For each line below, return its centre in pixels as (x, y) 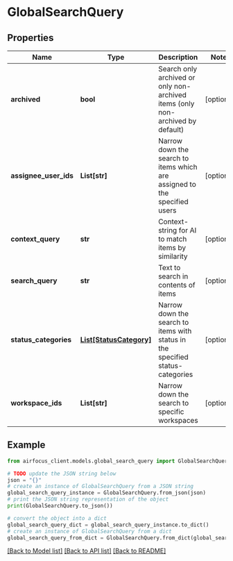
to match (173, 239)
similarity (173, 256)
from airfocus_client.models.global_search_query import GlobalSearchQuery (119, 461)
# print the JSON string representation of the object (88, 500)
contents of (177, 285)
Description (178, 57)
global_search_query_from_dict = (55, 538)
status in (172, 340)
